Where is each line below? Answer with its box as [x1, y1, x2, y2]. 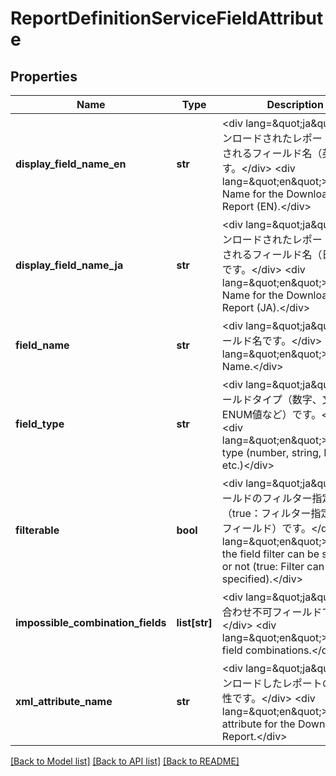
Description [266, 98, 324, 111]
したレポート [261, 677, 323, 690]
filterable [15, 523, 60, 537]
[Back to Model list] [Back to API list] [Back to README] [10, 755, 240, 767]
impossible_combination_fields [15, 616, 167, 629]
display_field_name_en [15, 157, 127, 171]
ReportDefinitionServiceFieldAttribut [10, 7, 324, 30]
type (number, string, [221, 446, 322, 459]
